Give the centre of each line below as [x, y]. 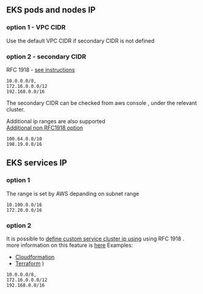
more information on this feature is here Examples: [69, 245]
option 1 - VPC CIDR [36, 27]
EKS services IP [37, 163]
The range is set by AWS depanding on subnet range [73, 193]
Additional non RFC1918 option [45, 127]
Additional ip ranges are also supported [56, 121]
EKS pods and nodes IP [51, 10]
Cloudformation [35, 257]
